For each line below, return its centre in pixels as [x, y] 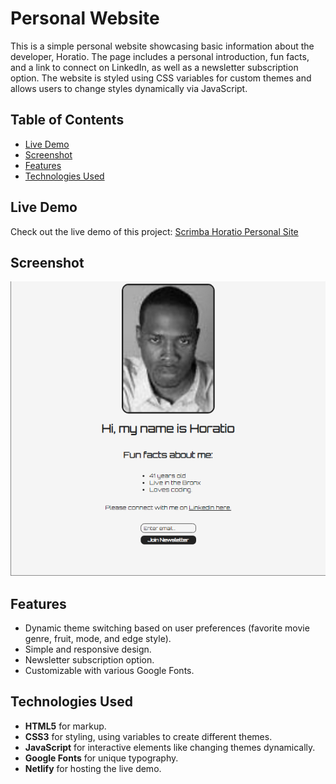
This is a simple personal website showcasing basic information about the [162, 46]
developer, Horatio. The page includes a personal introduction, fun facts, [160, 56]
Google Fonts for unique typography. [101, 758]
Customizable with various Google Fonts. [109, 670]
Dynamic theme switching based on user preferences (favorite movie [167, 628]
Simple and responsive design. [88, 649]
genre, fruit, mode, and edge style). [98, 638]
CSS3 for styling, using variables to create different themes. [148, 736]
